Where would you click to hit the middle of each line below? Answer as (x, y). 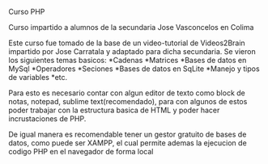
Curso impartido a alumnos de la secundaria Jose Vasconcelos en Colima (131, 27)
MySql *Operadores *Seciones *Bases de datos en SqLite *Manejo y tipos (134, 69)
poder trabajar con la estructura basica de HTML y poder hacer (114, 110)
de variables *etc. (38, 77)
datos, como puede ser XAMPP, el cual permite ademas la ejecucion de (128, 143)
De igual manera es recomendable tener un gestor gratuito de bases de (128, 134)
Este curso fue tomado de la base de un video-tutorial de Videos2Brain (127, 43)
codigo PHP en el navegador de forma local (81, 151)
